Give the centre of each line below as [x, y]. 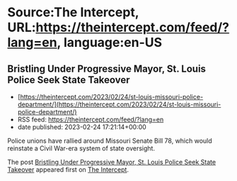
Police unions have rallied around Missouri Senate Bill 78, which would [110, 141]
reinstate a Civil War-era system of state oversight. [81, 148]
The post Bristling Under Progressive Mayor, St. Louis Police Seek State [112, 162]
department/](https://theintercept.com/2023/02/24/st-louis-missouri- [119, 104]
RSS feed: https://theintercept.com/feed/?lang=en [91, 119]
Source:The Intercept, [73, 12]
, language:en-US [110, 43]
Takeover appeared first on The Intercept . [68, 170]
